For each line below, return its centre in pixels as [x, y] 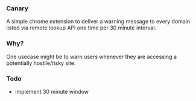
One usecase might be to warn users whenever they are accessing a [91, 57]
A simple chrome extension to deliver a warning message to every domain [98, 22]
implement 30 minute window [52, 91]
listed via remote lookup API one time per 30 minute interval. [81, 28]
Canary [17, 8]
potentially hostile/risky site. [41, 63]
